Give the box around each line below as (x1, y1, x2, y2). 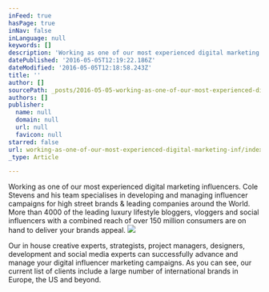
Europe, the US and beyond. (8, 275, 102, 285)
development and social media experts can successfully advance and (8, 250, 239, 259)
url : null (15, 123, 48, 131)
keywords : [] (8, 42, 52, 50)
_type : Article (8, 153, 59, 161)
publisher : (8, 101, 45, 109)
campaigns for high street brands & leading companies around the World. (8, 199, 251, 209)
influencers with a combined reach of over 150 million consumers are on (8, 216, 247, 226)
